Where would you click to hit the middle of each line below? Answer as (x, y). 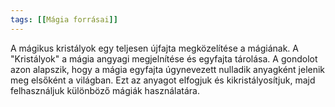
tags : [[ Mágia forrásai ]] (64, 19)
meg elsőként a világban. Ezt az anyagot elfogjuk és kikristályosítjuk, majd (163, 80)
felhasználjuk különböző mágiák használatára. (105, 90)
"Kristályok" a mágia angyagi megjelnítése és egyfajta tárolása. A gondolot (164, 58)
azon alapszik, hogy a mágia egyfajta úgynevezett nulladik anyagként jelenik (168, 69)
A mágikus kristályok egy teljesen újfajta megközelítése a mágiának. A (154, 48)
